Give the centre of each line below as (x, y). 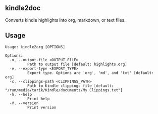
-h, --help (21, 94)
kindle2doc (23, 8)
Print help (38, 99)
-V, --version (24, 103)
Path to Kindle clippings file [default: (70, 86)
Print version (42, 107)
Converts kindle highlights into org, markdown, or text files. (65, 20)
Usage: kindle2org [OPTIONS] (35, 47)
